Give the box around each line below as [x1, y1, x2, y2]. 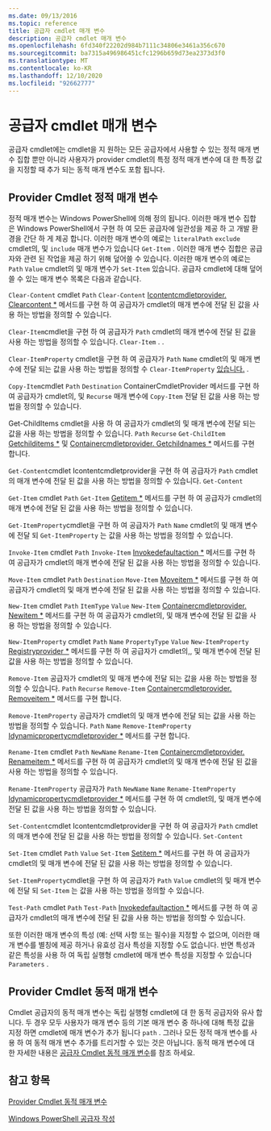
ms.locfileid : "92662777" [8, 79, 95, 87]
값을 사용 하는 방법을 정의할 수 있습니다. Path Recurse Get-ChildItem [8, 429, 226, 439]
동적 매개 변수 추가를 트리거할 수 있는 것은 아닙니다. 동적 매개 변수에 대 [33, 1037, 256, 1048]
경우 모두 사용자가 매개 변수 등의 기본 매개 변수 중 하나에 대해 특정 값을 [33, 1017, 256, 1028]
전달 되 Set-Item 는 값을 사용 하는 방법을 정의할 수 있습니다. [16, 886, 204, 896]
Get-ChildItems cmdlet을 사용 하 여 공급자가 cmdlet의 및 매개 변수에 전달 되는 [8, 418, 256, 428]
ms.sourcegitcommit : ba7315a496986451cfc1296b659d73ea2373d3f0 [8, 49, 226, 57]
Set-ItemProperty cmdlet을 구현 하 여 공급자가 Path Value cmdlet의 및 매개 [8, 875, 247, 885]
